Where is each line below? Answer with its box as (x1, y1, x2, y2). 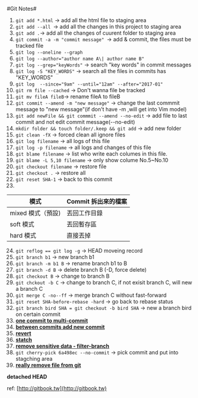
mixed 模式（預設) (10, 209, 61, 217)
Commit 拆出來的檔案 (66, 198, 127, 205)
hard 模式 (10, 232, 36, 239)
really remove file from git (15, 361, 81, 369)
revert (15, 330, 32, 337)
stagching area (15, 356, 53, 362)
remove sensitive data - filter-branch (15, 342, 109, 350)
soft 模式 (10, 220, 35, 228)
